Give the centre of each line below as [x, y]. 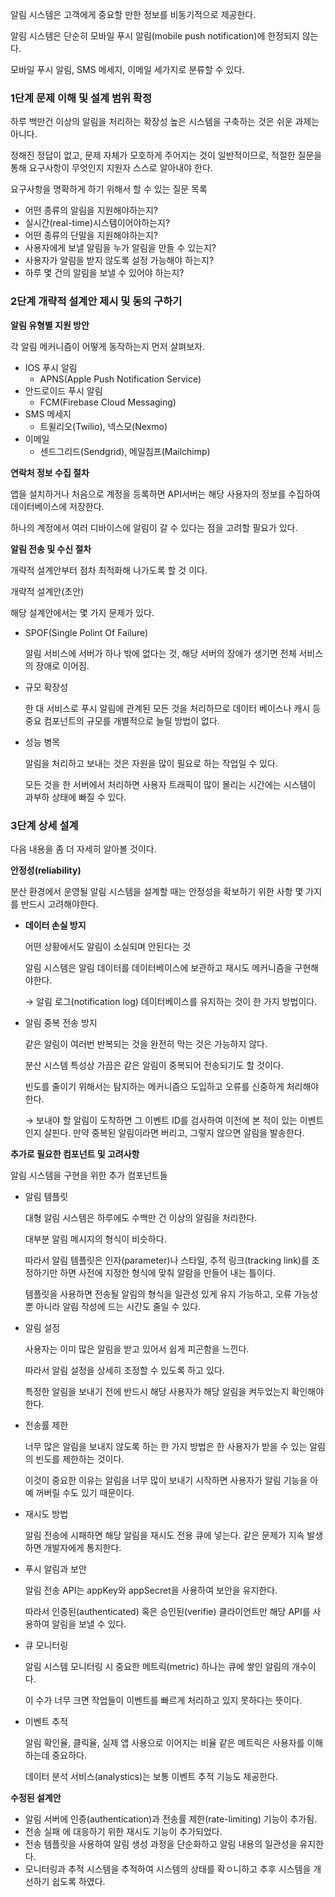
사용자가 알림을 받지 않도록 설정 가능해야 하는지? [119, 260]
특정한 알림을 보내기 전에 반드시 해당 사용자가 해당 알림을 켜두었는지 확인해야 [174, 1391]
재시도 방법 [46, 1514]
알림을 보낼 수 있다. [89, 1624]
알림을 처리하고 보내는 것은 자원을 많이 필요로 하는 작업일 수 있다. [151, 763]
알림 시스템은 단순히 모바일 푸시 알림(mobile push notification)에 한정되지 [155, 36]
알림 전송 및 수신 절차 [51, 549]
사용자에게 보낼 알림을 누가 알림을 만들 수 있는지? [120, 248]
